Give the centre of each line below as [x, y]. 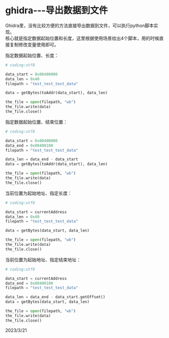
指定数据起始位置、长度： [32, 55]
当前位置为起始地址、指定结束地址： [43, 260]
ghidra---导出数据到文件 [57, 10]
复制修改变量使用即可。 [34, 44]
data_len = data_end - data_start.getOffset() [55, 297]
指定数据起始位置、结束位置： [36, 122]
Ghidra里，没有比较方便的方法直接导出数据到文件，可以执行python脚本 [79, 25]
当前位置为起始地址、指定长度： [39, 193]
